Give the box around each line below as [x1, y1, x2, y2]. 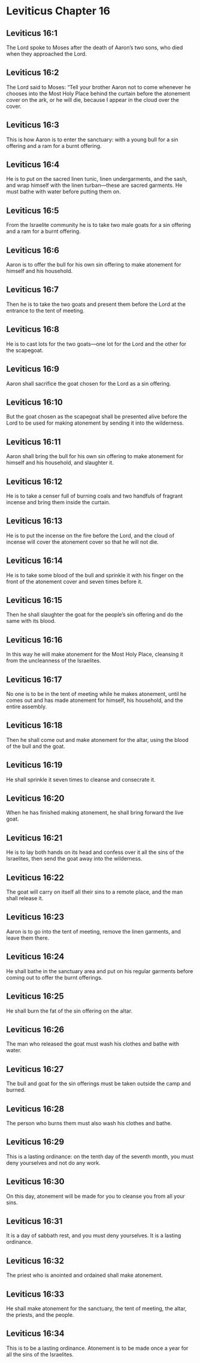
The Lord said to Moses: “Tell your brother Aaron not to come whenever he [6, 83, 192, 90]
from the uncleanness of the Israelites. [6, 657, 102, 664]
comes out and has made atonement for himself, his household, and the [6, 696, 183, 704]
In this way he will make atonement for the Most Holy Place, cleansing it [6, 651, 184, 658]
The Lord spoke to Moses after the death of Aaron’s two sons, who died [6, 44, 183, 51]
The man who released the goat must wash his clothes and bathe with [6, 1040, 180, 1047]
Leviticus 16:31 [6, 1216, 63, 1226]
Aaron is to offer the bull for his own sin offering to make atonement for [6, 261, 181, 268]
